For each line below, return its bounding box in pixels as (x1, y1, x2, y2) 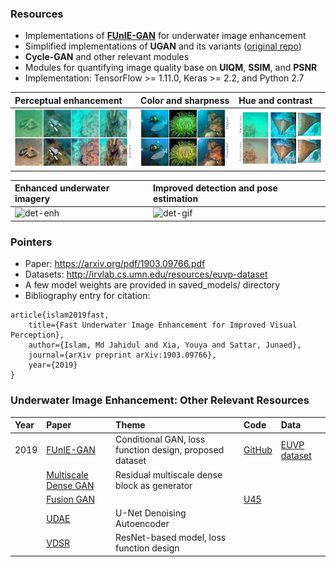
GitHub (243, 444, 273, 456)
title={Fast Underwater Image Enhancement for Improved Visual (28, 320, 298, 331)
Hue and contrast (238, 94, 313, 106)
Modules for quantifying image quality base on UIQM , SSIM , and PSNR (24, 62, 318, 74)
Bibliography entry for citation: (24, 290, 151, 302)
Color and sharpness (140, 94, 230, 106)
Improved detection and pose (152, 182, 278, 194)
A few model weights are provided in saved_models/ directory (24, 279, 281, 291)
